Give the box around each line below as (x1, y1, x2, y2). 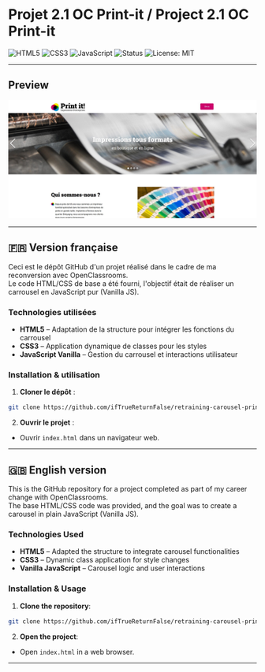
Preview (8, 79, 50, 92)
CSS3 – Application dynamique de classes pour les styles (19, 341, 207, 351)
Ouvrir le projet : (19, 418, 75, 427)
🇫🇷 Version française (8, 241, 118, 254)
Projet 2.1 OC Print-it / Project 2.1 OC (8, 6, 249, 24)
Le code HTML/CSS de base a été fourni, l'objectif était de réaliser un (8, 278, 234, 288)
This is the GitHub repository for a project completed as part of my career (8, 485, 248, 494)
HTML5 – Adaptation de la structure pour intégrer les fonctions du (19, 325, 235, 334)
